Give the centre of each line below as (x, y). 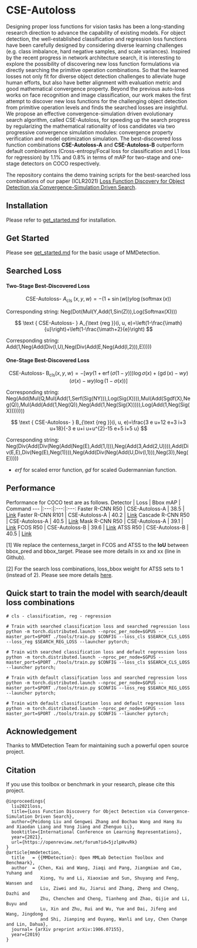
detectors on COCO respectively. (61, 163)
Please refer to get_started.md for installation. (61, 220)
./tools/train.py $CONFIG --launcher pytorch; (111, 713)
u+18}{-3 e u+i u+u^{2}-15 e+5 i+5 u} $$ (98, 428)
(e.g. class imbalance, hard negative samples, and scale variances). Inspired (98, 51)
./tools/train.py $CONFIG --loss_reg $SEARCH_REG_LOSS (122, 688)
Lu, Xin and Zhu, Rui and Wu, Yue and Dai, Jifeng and (108, 909)
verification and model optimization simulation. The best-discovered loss (94, 138)
